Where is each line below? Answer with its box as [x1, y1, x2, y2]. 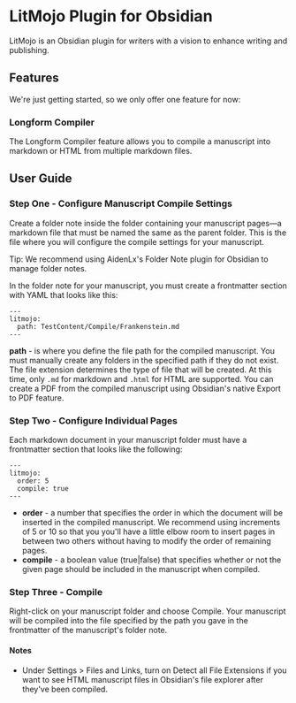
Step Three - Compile [9, 585, 103, 598]
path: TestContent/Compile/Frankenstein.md [17, 322, 179, 331]
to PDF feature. [9, 392, 65, 403]
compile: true [17, 485, 69, 493]
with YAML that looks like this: [9, 289, 118, 300]
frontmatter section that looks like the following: [9, 444, 183, 455]
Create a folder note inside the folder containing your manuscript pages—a [9, 218, 283, 228]
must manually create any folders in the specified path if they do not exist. [9, 355, 279, 365]
